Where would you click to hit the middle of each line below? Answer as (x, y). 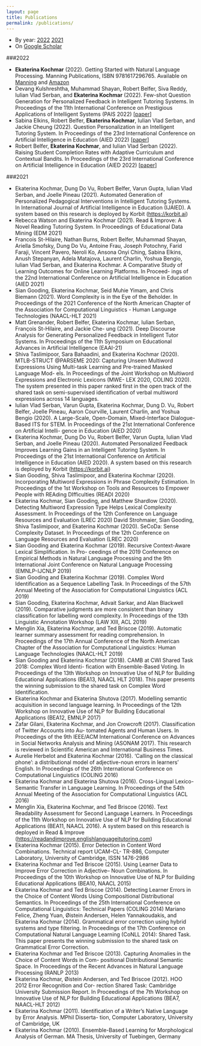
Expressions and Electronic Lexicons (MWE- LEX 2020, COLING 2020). (103, 380)
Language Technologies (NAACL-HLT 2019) (69, 654)
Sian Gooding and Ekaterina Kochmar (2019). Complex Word (89, 577)
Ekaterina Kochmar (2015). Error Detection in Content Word (88, 845)
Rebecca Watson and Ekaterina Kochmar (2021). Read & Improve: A (98, 220)
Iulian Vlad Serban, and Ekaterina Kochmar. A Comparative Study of (99, 265)
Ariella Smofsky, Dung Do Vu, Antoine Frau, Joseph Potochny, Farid (98, 246)
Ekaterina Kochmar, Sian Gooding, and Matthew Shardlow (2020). (96, 501)
